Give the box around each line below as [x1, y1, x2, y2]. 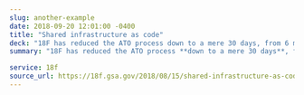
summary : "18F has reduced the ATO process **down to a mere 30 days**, [9, 47, 290, 56]
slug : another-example [9, 13, 95, 23]
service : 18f [9, 63, 59, 72]
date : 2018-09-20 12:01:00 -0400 [9, 22, 136, 31]
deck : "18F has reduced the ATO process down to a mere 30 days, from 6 [9, 38, 290, 48]
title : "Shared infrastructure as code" [9, 30, 165, 39]
